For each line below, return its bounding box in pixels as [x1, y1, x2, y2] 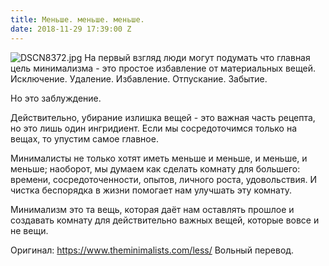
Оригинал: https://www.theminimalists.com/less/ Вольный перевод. [10, 244, 295, 256]
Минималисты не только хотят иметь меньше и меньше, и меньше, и [10, 152, 308, 164]
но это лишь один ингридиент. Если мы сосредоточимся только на [10, 122, 298, 134]
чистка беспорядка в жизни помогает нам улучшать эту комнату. [10, 184, 292, 196]
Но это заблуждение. [10, 92, 102, 104]
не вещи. [10, 224, 49, 236]
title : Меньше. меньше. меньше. [10, 14, 145, 25]
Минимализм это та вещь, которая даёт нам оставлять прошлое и [10, 203, 295, 215]
